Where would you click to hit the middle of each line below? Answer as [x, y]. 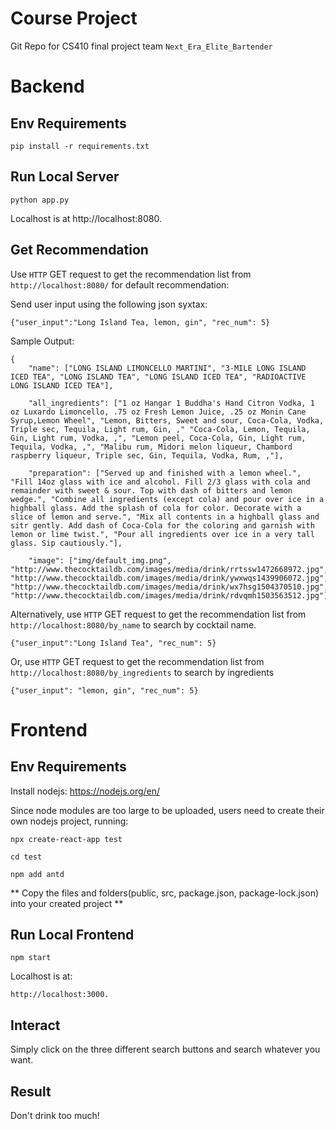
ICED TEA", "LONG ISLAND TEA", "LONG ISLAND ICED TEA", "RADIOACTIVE [158, 377]
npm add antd [37, 874]
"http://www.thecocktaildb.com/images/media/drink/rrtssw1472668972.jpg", [169, 569]
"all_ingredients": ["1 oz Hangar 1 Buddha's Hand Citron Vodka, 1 [171, 403]
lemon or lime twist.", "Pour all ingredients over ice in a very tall [162, 534]
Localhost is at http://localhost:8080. [86, 218]
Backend [47, 86]
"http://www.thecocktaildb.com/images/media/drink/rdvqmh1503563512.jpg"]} [171, 595]
